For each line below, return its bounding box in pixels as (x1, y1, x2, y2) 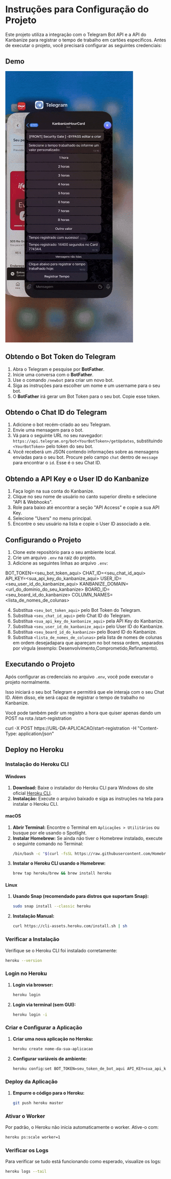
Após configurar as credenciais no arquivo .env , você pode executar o (5, 673, 154, 679)
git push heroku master (12, 1100, 64, 1105)
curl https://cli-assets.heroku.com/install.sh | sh (12, 924, 128, 929)
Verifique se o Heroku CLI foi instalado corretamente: (5, 947, 117, 953)
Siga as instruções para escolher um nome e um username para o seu (12, 382, 161, 389)
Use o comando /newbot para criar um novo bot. (12, 377, 114, 383)
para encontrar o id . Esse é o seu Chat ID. (12, 460, 101, 466)
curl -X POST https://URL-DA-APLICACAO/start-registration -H (5, 725, 137, 731)
